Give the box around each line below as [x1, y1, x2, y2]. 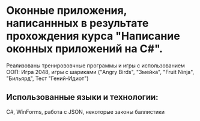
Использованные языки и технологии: [6, 92, 159, 102]
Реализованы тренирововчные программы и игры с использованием [6, 61, 185, 69]
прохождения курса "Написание [6, 29, 180, 43]
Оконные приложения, [6, 4, 127, 17]
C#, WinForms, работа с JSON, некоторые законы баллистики [6, 108, 165, 115]
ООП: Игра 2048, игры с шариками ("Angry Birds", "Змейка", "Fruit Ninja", [6, 68, 195, 75]
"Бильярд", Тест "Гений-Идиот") [6, 75, 89, 82]
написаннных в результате [6, 16, 149, 30]
